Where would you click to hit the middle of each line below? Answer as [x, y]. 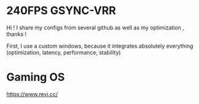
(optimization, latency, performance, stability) [64, 52]
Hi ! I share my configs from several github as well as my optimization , [96, 28]
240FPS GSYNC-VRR [61, 11]
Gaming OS [36, 77]
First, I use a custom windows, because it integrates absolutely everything [100, 46]
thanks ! [17, 34]
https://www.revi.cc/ [32, 94]
